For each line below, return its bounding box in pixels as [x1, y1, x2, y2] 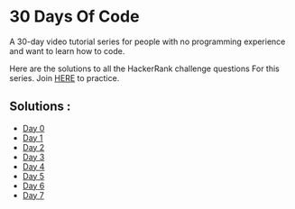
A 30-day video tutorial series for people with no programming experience [9, 36, 286, 47]
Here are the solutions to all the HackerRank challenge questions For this [9, 63, 280, 74]
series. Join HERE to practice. [9, 72, 120, 83]
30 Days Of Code [9, 6, 140, 27]
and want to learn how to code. [9, 45, 125, 56]
